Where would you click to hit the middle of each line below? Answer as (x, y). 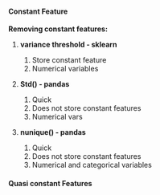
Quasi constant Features (50, 183)
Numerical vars (57, 117)
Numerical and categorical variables (92, 165)
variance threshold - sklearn (68, 45)
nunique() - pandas (53, 132)
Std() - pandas (45, 84)
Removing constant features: (58, 29)
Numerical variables (65, 69)
